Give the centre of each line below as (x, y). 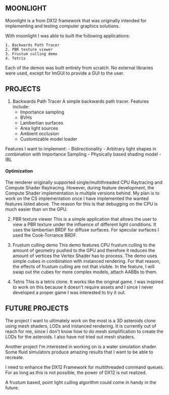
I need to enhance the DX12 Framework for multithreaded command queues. (84, 367)
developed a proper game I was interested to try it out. (69, 292)
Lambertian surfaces (42, 123)
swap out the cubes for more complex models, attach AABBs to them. (85, 272)
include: (21, 106)
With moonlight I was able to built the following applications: (68, 35)
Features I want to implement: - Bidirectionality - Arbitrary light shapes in (81, 148)
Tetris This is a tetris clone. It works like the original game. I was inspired (88, 282)
